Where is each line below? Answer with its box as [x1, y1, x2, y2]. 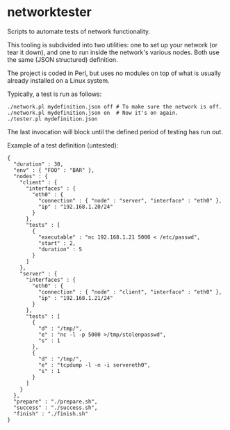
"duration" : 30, [13, 161, 64, 168]
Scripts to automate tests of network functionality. [7, 27, 151, 35]
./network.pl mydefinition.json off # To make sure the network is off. [7, 103, 222, 110]
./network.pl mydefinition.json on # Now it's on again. [7, 109, 179, 116]
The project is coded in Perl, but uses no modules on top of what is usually [7, 69, 221, 77]
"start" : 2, [38, 239, 76, 247]
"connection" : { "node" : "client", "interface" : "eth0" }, [38, 288, 222, 296]
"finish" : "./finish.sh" [13, 410, 89, 417]
